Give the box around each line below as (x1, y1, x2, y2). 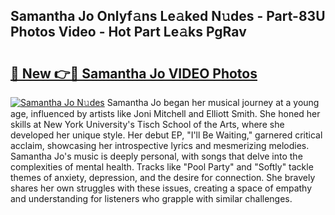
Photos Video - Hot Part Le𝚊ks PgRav (10, 24, 247, 41)
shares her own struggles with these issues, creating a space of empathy (10, 182, 313, 194)
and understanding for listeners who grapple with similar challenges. (10, 193, 293, 204)
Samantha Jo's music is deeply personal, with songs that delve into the (10, 150, 303, 162)
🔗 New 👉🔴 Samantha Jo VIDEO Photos (10, 65, 258, 82)
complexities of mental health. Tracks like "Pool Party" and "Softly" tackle (10, 161, 314, 173)
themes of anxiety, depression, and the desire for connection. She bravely (10, 172, 316, 183)
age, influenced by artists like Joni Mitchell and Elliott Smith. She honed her (10, 108, 321, 119)
